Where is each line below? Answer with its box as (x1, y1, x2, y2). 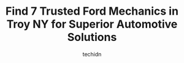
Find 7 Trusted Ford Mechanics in (5, 4, 179, 18)
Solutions (67, 31, 117, 44)
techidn (82, 50, 102, 57)
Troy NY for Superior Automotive (6, 17, 178, 31)
